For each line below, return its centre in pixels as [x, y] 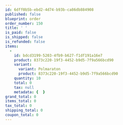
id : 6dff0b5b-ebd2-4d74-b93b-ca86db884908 [49, 10]
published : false [23, 14]
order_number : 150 [24, 23]
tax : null [24, 87]
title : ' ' [16, 28]
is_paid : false [21, 32]
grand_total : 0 [21, 96]
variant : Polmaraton [39, 69]
